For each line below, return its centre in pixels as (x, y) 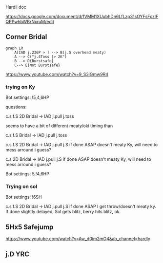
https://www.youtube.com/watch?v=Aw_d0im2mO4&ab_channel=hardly (78, 239)
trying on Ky (20, 87)
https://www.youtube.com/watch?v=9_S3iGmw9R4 (57, 74)
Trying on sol (21, 187)
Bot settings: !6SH (24, 197)
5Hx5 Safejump (30, 227)
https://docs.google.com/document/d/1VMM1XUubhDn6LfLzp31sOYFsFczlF (82, 16)
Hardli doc (16, 7)
